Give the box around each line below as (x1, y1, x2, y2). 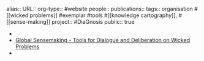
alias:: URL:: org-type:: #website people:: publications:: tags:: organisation (6, 5, 193, 12)
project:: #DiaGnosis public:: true (51, 18, 135, 25)
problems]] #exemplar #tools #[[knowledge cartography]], (29, 12, 178, 19)
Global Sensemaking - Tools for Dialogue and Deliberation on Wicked (15, 37, 191, 43)
